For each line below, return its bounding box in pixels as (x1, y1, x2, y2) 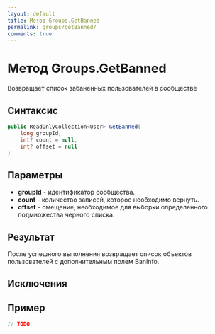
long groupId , (20, 129, 62, 137)
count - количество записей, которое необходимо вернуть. (17, 195, 199, 204)
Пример (7, 301, 45, 313)
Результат (7, 231, 55, 243)
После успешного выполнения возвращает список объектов (7, 250, 192, 258)
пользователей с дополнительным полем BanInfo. (7, 258, 160, 265)
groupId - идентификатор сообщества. (17, 188, 136, 197)
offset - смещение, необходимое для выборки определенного (17, 203, 208, 212)
